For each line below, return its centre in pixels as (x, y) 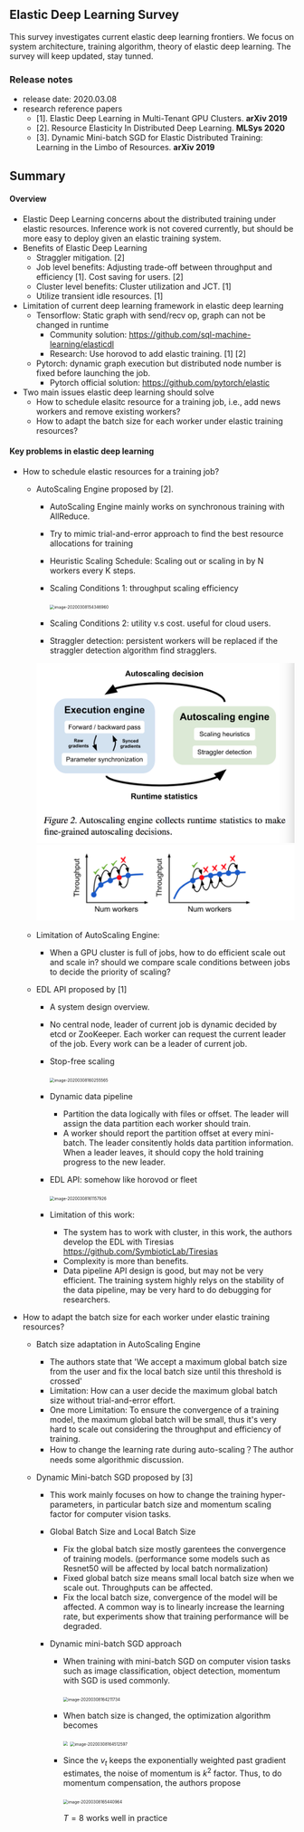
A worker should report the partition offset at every (158, 1133)
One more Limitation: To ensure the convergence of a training (164, 1410)
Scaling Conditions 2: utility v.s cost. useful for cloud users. (160, 623)
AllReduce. (70, 516)
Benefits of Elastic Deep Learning (85, 247)
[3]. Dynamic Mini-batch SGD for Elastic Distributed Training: (149, 138)
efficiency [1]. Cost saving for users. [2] (109, 276)
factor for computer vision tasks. (110, 1514)
